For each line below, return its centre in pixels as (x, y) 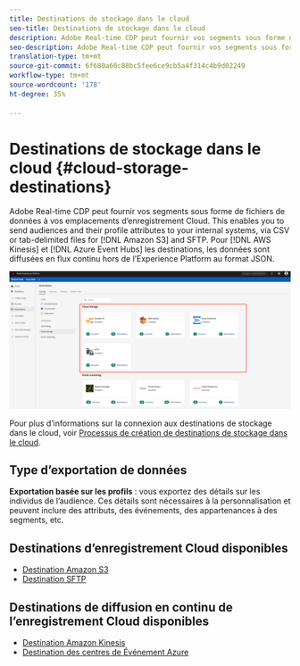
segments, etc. (37, 520)
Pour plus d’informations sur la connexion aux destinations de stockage (141, 423)
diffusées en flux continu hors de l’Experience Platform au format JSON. (142, 259)
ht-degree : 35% (37, 94)
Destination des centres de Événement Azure (105, 652)
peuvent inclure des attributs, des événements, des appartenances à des (144, 511)
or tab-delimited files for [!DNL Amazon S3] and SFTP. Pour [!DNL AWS (140, 240)
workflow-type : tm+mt (50, 76)
